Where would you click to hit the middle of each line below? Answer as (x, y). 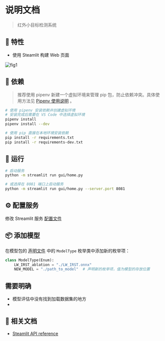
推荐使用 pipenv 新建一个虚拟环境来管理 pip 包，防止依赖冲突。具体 (86, 94)
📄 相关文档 (21, 321)
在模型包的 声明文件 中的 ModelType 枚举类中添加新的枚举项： (68, 251)
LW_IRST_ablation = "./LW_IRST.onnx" (53, 265)
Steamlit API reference (35, 334)
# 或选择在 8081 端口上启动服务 (34, 184)
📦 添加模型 (23, 236)
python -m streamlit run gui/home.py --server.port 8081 (65, 189)
